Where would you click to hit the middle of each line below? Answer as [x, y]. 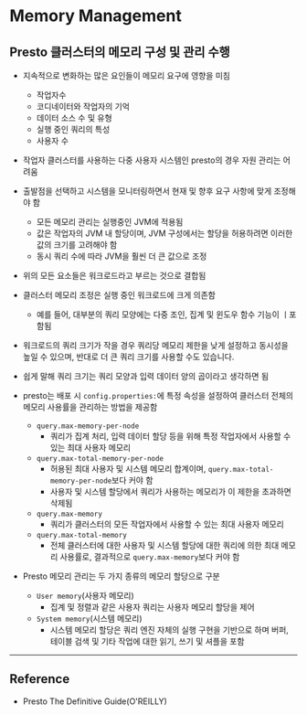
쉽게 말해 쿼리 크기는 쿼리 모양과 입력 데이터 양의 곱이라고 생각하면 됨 [146, 376]
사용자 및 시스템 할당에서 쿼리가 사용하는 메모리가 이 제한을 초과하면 [171, 491]
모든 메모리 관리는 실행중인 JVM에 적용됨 [110, 222]
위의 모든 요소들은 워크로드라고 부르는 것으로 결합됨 [114, 276]
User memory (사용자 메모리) [85, 596]
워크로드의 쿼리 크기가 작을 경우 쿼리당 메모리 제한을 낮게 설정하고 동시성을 [156, 345]
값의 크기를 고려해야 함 [77, 245]
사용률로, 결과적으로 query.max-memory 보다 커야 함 [150, 557]
